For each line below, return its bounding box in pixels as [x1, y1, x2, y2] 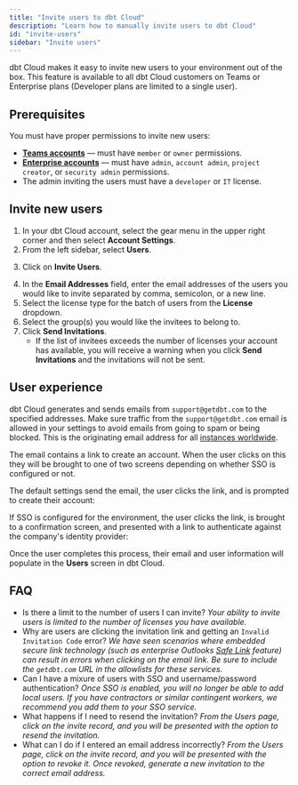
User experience [9, 380, 103, 396]
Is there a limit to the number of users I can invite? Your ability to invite [21, 606, 280, 618]
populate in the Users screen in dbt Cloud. [9, 557, 165, 568]
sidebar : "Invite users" [9, 37, 101, 47]
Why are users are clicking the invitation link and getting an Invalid [21, 626, 270, 637]
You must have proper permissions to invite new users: [9, 131, 211, 141]
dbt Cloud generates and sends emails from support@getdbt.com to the [9, 404, 267, 414]
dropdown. [21, 307, 62, 317]
